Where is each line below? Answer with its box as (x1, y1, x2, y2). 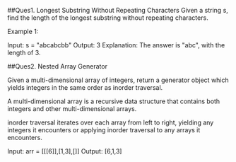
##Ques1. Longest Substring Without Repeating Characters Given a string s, (7, 6, 228, 14)
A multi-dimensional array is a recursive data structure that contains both (7, 97, 220, 105)
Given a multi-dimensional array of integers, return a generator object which (7, 76, 230, 84)
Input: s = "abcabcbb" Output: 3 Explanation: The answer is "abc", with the (7, 41, 225, 49)
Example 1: (7, 28, 39, 35)
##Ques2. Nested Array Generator (7, 62, 108, 70)
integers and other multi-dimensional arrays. (7, 105, 137, 112)
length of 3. (7, 49, 41, 57)
